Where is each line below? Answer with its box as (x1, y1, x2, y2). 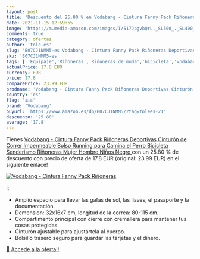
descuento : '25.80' (6, 114, 55, 120)
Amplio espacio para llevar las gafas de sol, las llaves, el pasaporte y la (14, 196, 189, 204)
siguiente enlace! (6, 161, 48, 168)
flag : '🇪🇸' (6, 97, 36, 103)
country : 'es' (6, 92, 42, 98)
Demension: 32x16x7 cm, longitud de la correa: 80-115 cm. (14, 209, 159, 216)
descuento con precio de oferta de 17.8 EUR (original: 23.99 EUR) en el (6, 155, 180, 162)
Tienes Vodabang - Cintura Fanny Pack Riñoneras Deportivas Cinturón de (6, 136, 187, 143)
